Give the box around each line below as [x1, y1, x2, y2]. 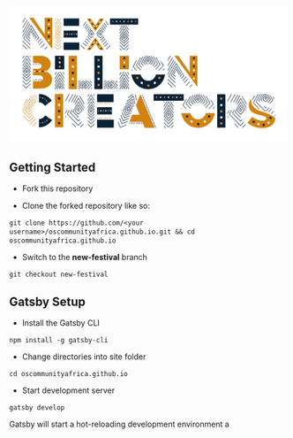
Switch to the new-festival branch [21, 252, 148, 263]
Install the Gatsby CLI [21, 318, 100, 328]
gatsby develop [9, 403, 65, 412]
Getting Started [9, 159, 96, 174]
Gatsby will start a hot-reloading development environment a [9, 419, 229, 430]
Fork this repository [21, 183, 94, 194]
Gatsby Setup [9, 294, 86, 309]
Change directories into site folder [21, 351, 146, 362]
